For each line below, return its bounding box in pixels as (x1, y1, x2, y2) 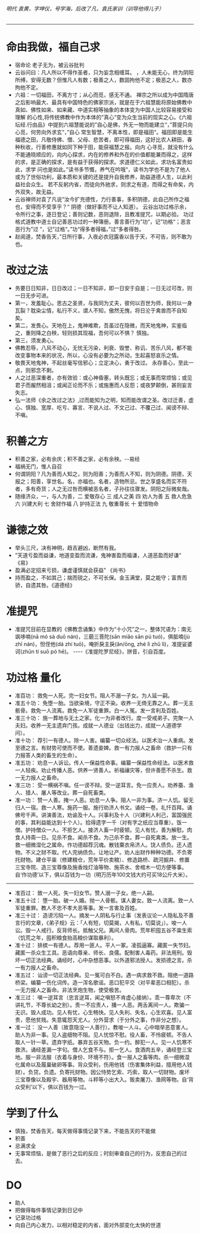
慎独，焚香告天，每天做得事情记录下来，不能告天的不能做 (14, 1127, 156, 1134)
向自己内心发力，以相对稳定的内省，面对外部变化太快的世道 (14, 1221, 161, 1229)
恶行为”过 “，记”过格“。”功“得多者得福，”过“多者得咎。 (14, 226, 145, 233)
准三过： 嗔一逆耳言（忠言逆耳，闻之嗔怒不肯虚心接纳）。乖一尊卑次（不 (14, 993, 192, 1001)
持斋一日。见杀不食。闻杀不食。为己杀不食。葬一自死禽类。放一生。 (25, 833, 192, 841)
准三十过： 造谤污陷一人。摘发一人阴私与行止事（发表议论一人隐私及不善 (14, 912, 194, 919)
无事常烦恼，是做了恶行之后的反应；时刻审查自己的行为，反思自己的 (14, 1149, 182, 1157)
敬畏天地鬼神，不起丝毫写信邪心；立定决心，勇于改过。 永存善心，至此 (14, 359, 189, 367)
